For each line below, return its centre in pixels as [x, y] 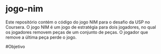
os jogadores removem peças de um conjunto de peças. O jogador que [77, 32]
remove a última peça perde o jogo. [41, 37]
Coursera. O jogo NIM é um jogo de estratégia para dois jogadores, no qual [81, 27]
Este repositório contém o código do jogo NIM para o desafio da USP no [78, 22]
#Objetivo [15, 46]
